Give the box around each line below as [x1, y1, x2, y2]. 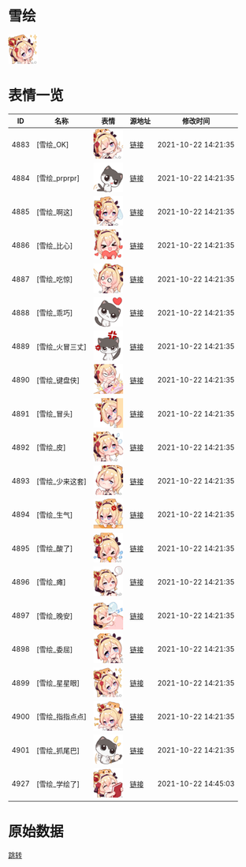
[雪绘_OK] [36, 140, 69, 150]
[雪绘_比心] [36, 241, 73, 250]
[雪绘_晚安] [36, 611, 73, 620]
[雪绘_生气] [36, 510, 73, 519]
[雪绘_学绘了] [36, 779, 80, 789]
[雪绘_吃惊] [36, 275, 73, 284]
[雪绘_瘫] [36, 577, 66, 587]
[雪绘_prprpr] [36, 174, 80, 183]
